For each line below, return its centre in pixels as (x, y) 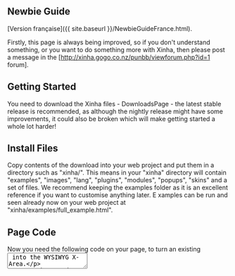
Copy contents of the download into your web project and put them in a (111, 165)
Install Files (33, 148)
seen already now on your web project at (67, 203)
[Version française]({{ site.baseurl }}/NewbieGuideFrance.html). (100, 28)
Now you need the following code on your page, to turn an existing (104, 249)
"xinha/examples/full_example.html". (60, 210)
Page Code (32, 232)
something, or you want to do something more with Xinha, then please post (116, 49)
